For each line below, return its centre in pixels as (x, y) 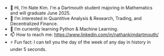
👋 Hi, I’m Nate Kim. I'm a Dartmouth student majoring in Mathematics (81, 8)
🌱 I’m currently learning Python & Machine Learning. (64, 29)
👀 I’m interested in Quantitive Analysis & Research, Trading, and (76, 18)
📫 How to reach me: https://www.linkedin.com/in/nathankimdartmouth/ (84, 34)
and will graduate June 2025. (40, 13)
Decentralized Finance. (34, 23)
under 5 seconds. (28, 49)
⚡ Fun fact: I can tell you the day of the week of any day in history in (80, 42)
